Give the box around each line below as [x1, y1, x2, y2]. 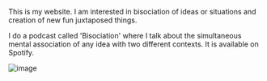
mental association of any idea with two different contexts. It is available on [8, 39, 259, 49]
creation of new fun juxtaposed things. [8, 15, 138, 25]
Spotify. [8, 48, 35, 57]
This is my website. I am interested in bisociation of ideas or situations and [8, 7, 256, 16]
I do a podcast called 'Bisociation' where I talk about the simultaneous [8, 31, 242, 40]
